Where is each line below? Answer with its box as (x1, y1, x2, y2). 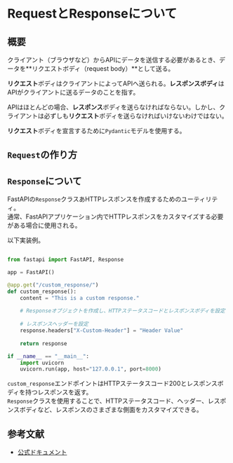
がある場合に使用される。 (7, 221, 81, 230)
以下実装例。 (7, 236, 44, 244)
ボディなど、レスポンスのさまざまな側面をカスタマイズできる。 (19, 406, 204, 414)
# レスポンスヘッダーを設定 (20, 321, 89, 328)
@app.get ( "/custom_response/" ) (7, 281, 99, 289)
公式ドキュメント (17, 448, 67, 457)
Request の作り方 (7, 149, 78, 161)
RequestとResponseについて (7, 6, 178, 22)
